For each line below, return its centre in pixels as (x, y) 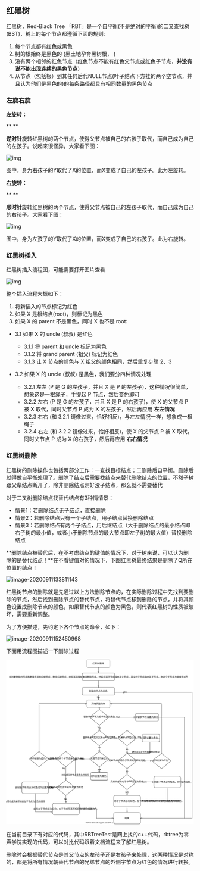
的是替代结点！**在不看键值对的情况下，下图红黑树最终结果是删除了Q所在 (102, 560)
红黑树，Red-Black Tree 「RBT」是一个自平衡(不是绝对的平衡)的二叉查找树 (98, 26)
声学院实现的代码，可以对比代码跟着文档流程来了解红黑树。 (79, 842)
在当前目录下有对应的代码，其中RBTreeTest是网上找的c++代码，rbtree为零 (98, 835)
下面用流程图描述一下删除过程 (43, 651)
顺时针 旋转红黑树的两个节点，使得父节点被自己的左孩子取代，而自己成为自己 (100, 207)
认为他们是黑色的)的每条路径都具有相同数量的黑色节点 (86, 83)
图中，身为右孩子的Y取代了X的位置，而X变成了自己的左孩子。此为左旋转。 (98, 170)
